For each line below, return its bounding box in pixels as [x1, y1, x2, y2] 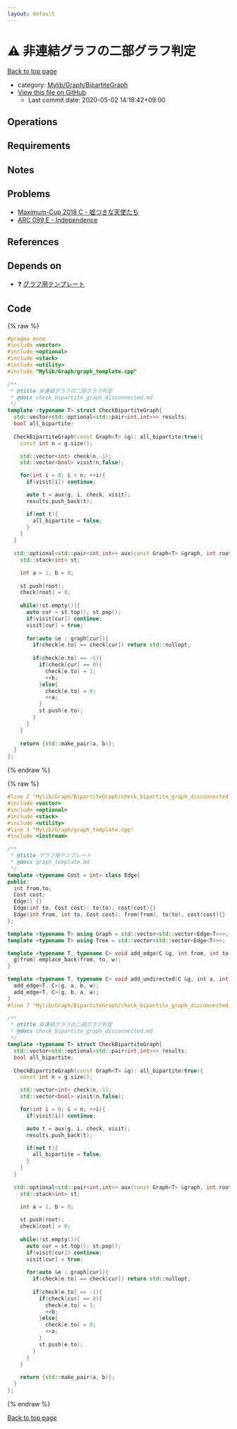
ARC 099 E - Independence [17, 215, 98, 224]
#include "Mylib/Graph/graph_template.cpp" [7, 368, 138, 375]
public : [7, 878, 30, 885]
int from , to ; [13, 884, 52, 892]
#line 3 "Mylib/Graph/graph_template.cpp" [7, 826, 134, 834]
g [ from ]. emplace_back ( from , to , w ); [13, 956, 121, 963]
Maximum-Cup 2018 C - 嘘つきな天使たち [17, 208, 139, 216]
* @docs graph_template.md [10, 859, 90, 866]
